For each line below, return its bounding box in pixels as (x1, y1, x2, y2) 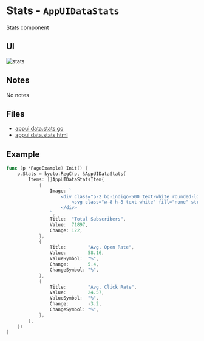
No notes (6, 91, 29, 98)
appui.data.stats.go (15, 125, 64, 133)
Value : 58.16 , (49, 250, 104, 256)
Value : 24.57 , (49, 289, 104, 295)
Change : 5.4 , (49, 261, 99, 267)
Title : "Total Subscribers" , (49, 216, 126, 222)
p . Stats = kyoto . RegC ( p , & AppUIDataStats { (17, 171, 126, 177)
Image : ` (49, 188, 72, 194)
